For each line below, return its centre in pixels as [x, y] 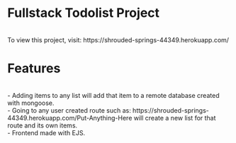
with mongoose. [31, 103]
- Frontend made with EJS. [46, 132]
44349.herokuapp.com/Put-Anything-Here [70, 118]
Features [34, 69]
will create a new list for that [175, 118]
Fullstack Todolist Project [84, 13]
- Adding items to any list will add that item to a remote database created [113, 95]
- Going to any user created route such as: [69, 110]
